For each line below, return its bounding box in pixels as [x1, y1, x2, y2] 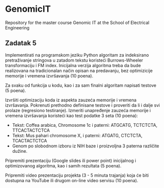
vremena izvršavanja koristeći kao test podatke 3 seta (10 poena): [5, 113, 138, 118]
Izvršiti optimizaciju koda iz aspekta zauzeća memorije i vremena [5, 97, 137, 103]
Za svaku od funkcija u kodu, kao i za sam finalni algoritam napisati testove [5, 82, 157, 88]
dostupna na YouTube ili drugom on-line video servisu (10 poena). [5, 177, 138, 183]
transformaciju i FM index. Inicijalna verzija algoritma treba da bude [5, 62, 141, 68]
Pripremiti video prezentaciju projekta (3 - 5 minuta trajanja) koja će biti [5, 172, 149, 178]
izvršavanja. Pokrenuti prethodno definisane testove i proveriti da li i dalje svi [5, 102, 161, 108]
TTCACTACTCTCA [12, 127, 50, 133]
